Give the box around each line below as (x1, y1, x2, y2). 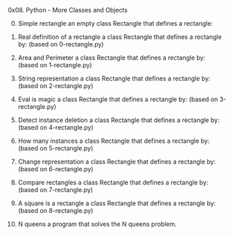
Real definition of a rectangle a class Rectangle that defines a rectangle (17, 33, 222, 41)
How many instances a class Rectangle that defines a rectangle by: (17, 137, 210, 145)
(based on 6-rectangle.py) (17, 165, 94, 173)
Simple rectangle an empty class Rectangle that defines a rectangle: (17, 19, 214, 27)
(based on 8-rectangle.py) (17, 207, 94, 214)
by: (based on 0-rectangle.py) (17, 40, 104, 48)
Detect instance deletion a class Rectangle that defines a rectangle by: (17, 116, 220, 124)
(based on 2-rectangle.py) (17, 82, 94, 89)
